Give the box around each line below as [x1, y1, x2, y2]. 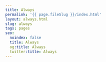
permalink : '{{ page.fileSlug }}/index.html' [5, 12, 101, 17]
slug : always [5, 21, 32, 26]
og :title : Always [9, 44, 46, 49]
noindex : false [9, 35, 41, 40]
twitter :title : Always [9, 49, 57, 54]
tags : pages [5, 26, 30, 31]
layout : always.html [5, 16, 48, 21]
